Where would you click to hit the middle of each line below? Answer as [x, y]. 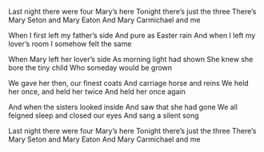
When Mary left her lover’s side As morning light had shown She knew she [131, 59]
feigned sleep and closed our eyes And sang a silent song [104, 115]
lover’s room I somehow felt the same [70, 44]
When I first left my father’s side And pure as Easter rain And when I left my [132, 35]
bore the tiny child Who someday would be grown [90, 68]
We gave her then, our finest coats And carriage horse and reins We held [129, 83]
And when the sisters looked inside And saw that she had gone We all [123, 107]
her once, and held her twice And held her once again [97, 92]
